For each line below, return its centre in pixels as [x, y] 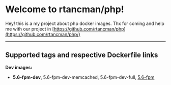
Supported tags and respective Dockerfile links [82, 55]
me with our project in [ [30, 29]
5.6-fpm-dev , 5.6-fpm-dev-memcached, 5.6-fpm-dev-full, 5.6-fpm [83, 77]
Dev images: [19, 67]
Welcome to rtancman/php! [65, 9]
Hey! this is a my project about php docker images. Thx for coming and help [85, 23]
